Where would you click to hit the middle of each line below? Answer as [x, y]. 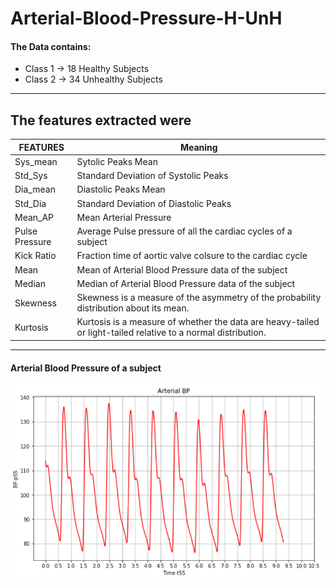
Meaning [198, 147]
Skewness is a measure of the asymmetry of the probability [199, 298]
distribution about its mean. [133, 308]
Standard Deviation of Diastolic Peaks [154, 203]
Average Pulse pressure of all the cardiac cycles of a [184, 231]
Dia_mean [35, 189]
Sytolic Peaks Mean [117, 161]
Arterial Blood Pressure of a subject [86, 368]
